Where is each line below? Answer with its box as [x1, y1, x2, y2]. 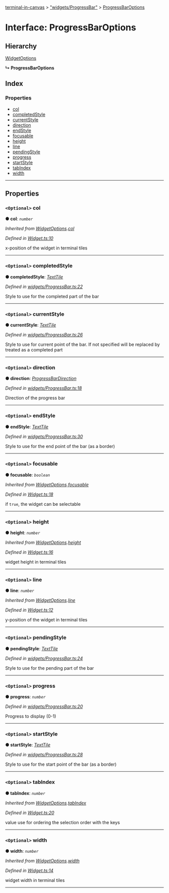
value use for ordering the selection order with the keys [5, 819, 120, 825]
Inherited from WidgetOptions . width [5, 857, 79, 864]
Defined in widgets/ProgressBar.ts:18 [5, 385, 82, 391]
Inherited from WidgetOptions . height [5, 540, 81, 546]
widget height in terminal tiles [5, 559, 66, 565]
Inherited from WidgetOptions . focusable [5, 481, 89, 487]
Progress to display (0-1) [5, 713, 56, 720]
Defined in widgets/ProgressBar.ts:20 [5, 703, 83, 709]
